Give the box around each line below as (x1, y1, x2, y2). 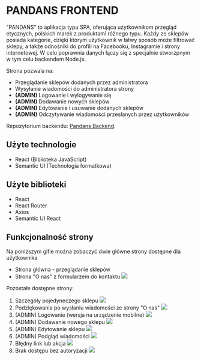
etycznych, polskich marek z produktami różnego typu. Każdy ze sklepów (6, 29, 189, 37)
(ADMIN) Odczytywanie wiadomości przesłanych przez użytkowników (14, 111, 190, 118)
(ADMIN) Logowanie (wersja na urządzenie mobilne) (14, 311, 145, 319)
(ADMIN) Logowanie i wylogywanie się (14, 91, 112, 99)
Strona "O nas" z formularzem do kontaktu (14, 273, 121, 280)
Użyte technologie (6, 139, 77, 150)
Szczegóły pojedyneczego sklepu (14, 297, 99, 304)
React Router (14, 202, 47, 209)
